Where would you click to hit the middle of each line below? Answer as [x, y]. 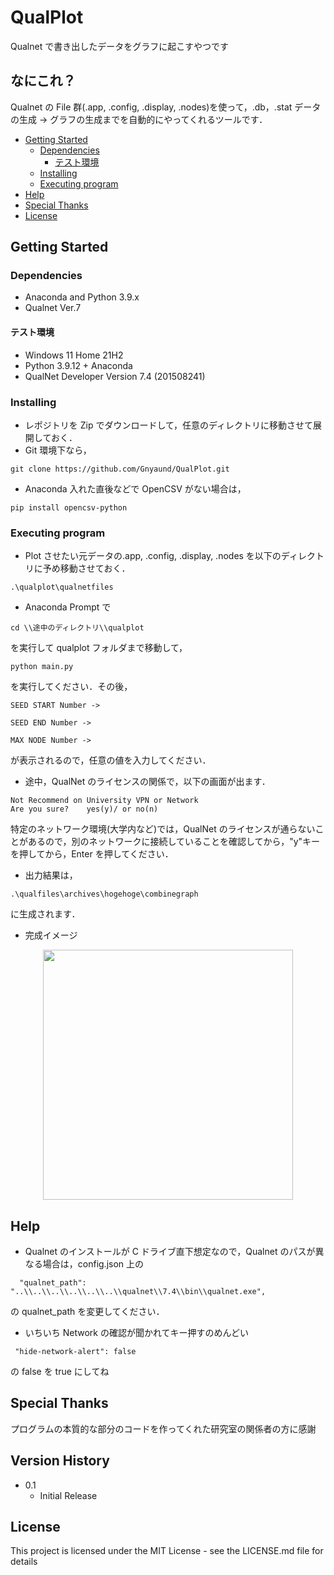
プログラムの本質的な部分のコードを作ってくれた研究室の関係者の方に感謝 [163, 1428]
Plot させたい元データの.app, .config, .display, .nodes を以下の [153, 556]
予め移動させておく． [86, 568]
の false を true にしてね [60, 1372]
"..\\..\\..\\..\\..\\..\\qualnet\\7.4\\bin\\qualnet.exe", [138, 1292]
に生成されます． [45, 914]
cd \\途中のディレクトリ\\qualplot [77, 628]
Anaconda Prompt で [68, 607]
